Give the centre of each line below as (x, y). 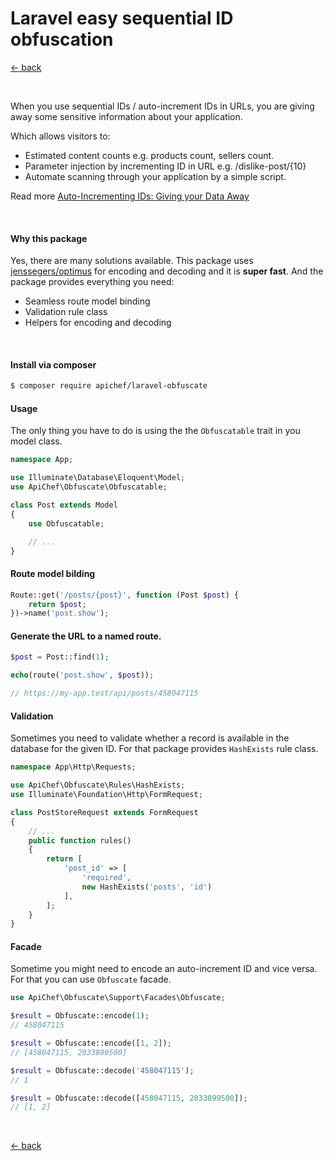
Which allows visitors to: (60, 136)
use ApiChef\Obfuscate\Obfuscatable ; (89, 487)
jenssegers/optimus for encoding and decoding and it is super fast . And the (167, 271)
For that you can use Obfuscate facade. (91, 979)
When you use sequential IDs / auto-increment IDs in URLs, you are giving (162, 106)
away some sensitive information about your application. (126, 116)
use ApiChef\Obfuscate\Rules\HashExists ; (98, 785)
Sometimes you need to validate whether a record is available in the (150, 738)
